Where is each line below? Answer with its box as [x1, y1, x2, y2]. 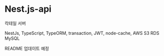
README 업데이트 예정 [4, 45, 49, 51]
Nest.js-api [4, 3, 52, 15]
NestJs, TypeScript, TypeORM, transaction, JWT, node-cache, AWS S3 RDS [4, 30, 160, 36]
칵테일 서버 [4, 20, 26, 26]
